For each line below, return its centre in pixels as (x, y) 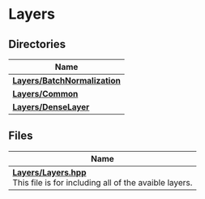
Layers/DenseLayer (51, 107)
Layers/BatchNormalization (67, 80)
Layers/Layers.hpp (49, 172)
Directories (37, 44)
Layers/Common (45, 94)
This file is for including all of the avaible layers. (102, 182)
